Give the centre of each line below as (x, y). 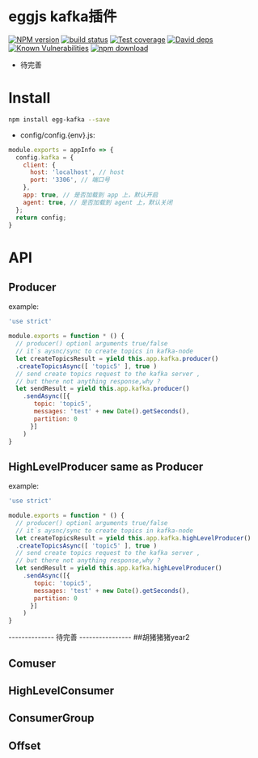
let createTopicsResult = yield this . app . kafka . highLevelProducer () (133, 538)
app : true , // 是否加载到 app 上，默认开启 (91, 195)
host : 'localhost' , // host (77, 172)
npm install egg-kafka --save (59, 119)
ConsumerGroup (51, 718)
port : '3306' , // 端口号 (70, 180)
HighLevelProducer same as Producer (106, 466)
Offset (25, 745)
